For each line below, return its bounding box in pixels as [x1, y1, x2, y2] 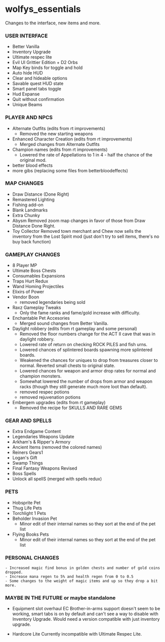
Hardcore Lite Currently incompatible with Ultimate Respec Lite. [12, 631, 142, 637]
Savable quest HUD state [12, 80, 64, 86]
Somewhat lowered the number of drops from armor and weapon [19, 378, 153, 384]
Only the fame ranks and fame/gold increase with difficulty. [19, 310, 141, 316]
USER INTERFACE [5, 32, 48, 39]
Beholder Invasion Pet [12, 515, 57, 521]
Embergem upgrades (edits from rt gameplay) [12, 400, 106, 406]
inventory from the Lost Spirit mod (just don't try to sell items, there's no [12, 233, 160, 239]
